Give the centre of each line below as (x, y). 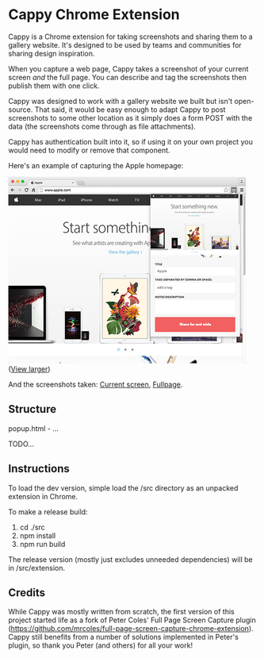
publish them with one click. (54, 86)
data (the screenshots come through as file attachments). (102, 126)
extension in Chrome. (43, 496)
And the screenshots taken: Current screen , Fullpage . (96, 384)
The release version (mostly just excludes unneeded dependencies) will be (130, 559)
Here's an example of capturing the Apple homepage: (96, 165)
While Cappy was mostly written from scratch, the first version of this (122, 612)
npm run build (42, 544)
